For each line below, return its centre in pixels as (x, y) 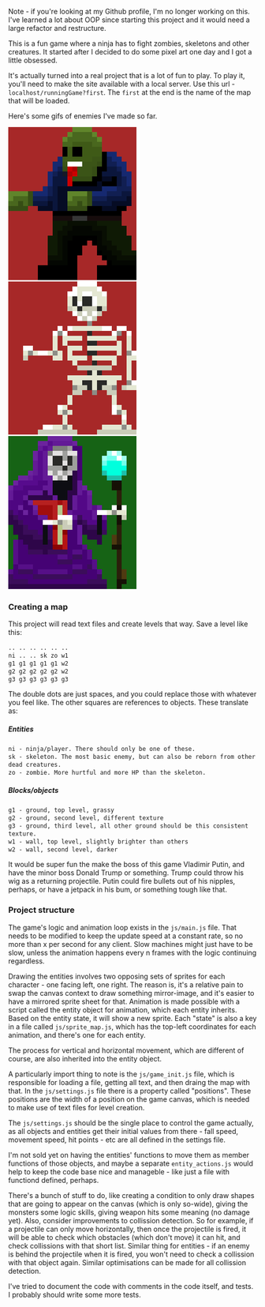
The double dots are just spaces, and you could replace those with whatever (132, 694)
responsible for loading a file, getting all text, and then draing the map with (129, 1082)
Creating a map (38, 607)
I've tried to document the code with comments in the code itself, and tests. (131, 1286)
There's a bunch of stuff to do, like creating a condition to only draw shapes (131, 1195)
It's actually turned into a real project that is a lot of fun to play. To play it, (127, 75)
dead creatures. (35, 765)
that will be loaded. (39, 101)
